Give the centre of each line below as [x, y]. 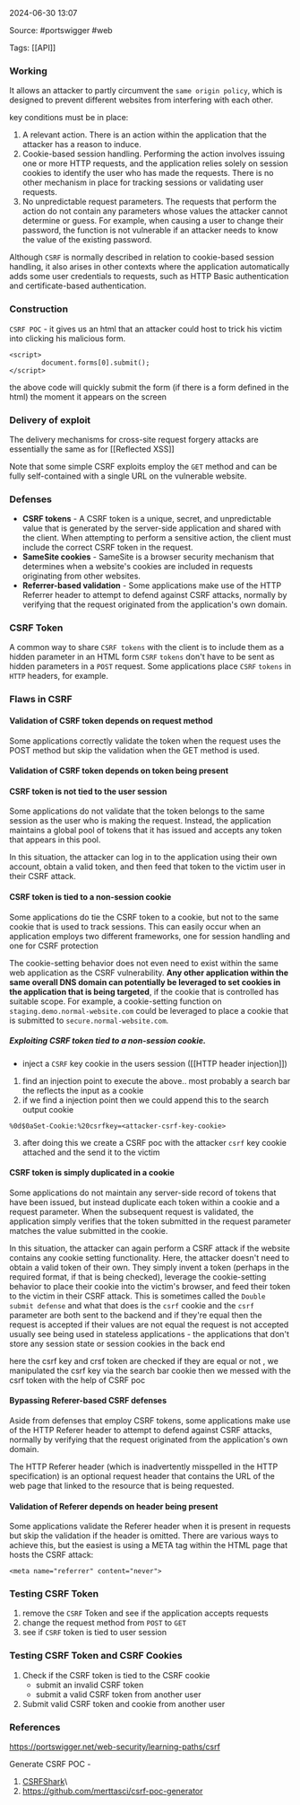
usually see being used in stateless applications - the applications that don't [149, 1334]
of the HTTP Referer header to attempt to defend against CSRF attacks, [141, 1430]
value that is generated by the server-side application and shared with [152, 528]
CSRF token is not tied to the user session [88, 791]
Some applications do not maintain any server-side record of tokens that [143, 1193]
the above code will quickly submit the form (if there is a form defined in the [149, 387]
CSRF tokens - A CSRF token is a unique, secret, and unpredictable [146, 519]
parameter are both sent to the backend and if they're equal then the [136, 1315]
